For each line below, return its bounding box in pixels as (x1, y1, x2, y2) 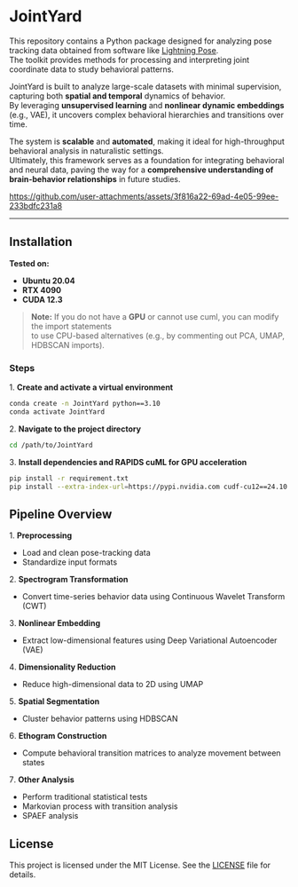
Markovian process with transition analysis (21, 801, 178, 812)
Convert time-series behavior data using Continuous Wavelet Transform (21, 591, 286, 602)
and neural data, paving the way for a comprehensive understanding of (9, 164, 274, 175)
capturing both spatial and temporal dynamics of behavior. (9, 91, 226, 101)
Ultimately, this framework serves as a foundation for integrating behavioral (9, 154, 285, 165)
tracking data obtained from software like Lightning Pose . (9, 44, 219, 55)
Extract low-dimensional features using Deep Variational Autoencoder (21, 635, 278, 645)
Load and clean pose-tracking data (21, 548, 151, 558)
